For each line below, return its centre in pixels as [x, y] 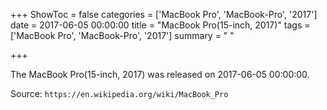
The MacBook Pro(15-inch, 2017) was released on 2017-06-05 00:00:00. [160, 74]
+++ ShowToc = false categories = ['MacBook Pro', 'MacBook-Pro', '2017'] [164, 14]
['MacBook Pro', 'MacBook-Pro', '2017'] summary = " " [122, 35]
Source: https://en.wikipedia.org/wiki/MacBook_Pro [119, 93]
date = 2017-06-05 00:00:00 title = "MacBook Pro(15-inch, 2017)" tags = [160, 25]
